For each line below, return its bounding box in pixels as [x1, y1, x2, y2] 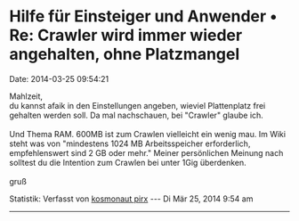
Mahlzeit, [9, 91, 43, 102]
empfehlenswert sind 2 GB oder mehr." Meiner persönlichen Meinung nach [9, 147, 284, 158]
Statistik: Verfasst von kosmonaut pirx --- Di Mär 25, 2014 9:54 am [9, 193, 254, 204]
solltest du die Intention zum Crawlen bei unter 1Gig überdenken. [9, 157, 246, 168]
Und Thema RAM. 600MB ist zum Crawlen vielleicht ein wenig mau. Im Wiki [9, 128, 287, 139]
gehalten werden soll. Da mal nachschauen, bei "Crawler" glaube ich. [9, 110, 264, 120]
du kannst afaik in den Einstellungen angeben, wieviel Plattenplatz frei [9, 100, 266, 110]
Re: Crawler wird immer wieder [9, 25, 243, 45]
